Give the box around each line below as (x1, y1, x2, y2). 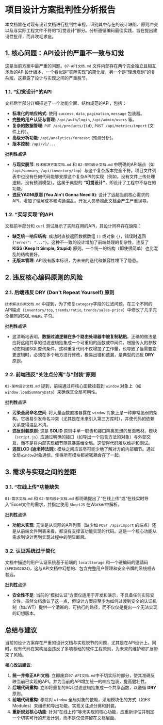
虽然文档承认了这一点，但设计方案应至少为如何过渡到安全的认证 (25, 598, 153, 604)
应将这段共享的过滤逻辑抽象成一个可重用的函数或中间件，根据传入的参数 (12, 340, 157, 346)
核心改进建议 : (5, 662, 33, 668)
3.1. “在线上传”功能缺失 (5, 483, 60, 490)
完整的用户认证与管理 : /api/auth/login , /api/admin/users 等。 (12, 117, 137, 123)
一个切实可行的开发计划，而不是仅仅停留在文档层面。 (12, 715, 119, 721)
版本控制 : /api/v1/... (12, 141, 56, 147)
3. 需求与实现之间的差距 (5, 467, 77, 476)
